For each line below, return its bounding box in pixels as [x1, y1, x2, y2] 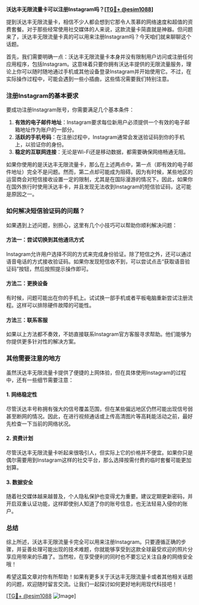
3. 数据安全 [6, 478, 34, 485]
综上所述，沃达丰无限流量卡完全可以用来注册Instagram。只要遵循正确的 [6, 539, 181, 546]
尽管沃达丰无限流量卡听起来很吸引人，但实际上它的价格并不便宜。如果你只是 [6, 449, 193, 456]
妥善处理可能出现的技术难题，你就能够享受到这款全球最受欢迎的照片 [21, 546, 188, 553]
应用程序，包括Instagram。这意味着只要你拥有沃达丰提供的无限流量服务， [6, 60, 187, 68]
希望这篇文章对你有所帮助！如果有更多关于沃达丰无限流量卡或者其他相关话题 [6, 573, 193, 580]
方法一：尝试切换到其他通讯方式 [6, 236, 84, 244]
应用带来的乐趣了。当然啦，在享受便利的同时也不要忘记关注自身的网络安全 [11, 553, 193, 561]
